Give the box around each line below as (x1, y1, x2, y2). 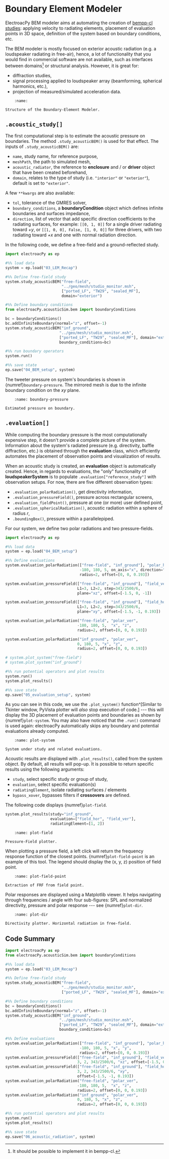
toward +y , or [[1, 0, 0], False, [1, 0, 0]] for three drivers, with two (12, 227, 162, 233)
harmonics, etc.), (12, 83, 48, 89)
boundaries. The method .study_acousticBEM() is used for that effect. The (5, 138, 159, 144)
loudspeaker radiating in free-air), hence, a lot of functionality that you (5, 51, 151, 57)
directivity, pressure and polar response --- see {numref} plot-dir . (5, 902, 143, 909)
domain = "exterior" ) (61, 293, 102, 298)
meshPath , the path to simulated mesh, (12, 159, 91, 165)
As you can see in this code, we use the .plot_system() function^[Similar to (5, 701, 162, 708)
